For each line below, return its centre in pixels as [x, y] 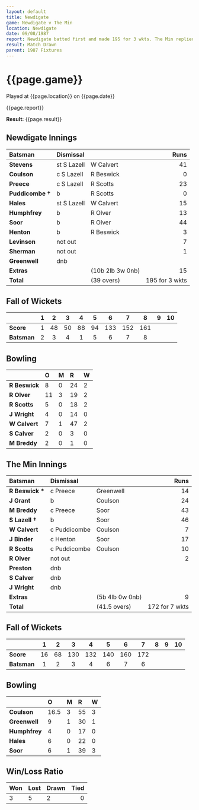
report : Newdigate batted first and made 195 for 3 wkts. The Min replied [100, 39]
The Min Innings [36, 464]
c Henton [63, 539]
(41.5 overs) [114, 606]
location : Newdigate [32, 28]
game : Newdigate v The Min [39, 23]
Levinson [22, 242]
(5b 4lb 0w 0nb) [119, 597]
